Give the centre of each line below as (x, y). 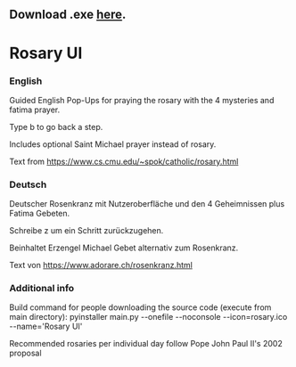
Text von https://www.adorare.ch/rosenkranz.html (101, 265)
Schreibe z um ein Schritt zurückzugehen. (86, 231)
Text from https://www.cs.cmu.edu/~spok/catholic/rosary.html (124, 161)
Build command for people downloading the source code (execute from (140, 307)
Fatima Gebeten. (40, 214)
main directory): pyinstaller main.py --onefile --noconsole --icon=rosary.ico (148, 317)
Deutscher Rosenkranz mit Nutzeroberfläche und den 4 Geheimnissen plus (147, 204)
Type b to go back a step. (56, 126)
